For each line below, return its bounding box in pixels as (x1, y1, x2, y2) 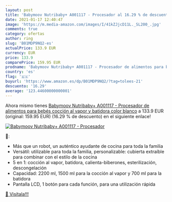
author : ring (5, 36, 33, 41)
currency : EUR (5, 50, 36, 55)
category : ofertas (5, 31, 45, 36)
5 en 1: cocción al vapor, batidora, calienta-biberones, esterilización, (12, 159, 157, 165)
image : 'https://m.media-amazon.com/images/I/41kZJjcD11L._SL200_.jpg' (5, 21, 161, 27)
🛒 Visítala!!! (5, 191, 29, 197)
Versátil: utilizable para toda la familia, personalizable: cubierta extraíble (12, 148, 165, 154)
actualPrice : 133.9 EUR (5, 46, 56, 51)
